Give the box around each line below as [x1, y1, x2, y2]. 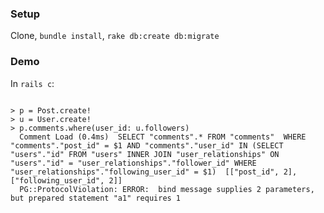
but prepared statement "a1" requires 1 [10, 193, 182, 203]
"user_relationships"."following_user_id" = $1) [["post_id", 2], [10, 167, 298, 177]
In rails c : [10, 77, 55, 89]
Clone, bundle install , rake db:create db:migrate [10, 30, 220, 42]
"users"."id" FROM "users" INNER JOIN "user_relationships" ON [10, 149, 280, 159]
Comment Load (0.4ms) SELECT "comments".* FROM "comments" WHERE [19, 132, 307, 142]
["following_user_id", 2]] [10, 175, 123, 186]
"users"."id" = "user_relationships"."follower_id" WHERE [10, 158, 257, 168]
